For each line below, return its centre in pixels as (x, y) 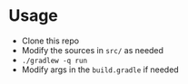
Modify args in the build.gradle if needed (100, 70)
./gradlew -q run (54, 61)
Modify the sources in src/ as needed (93, 50)
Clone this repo (50, 41)
